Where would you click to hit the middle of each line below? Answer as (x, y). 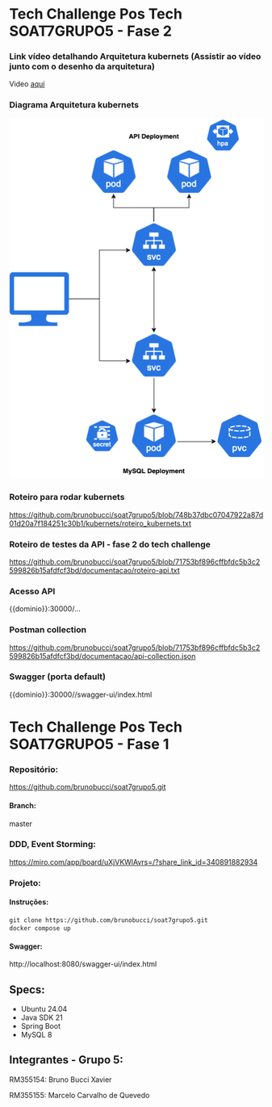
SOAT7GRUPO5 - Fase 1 (89, 744)
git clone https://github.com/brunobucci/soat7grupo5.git (109, 920)
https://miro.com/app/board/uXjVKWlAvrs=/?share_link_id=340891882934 (134, 862)
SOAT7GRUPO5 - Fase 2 (91, 31)
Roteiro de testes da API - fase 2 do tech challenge (110, 544)
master (21, 824)
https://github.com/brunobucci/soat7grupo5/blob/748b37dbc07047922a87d (136, 514)
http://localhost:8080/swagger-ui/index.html (83, 964)
